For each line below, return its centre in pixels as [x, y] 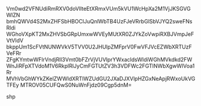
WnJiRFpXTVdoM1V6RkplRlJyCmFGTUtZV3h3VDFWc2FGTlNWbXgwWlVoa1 [100, 66]
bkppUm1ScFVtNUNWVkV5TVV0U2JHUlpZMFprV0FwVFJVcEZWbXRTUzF [99, 47]
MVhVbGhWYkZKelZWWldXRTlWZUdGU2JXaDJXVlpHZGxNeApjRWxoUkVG [101, 78]
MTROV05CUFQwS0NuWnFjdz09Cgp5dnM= [76, 85]
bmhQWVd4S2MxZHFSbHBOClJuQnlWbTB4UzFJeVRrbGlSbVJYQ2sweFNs [99, 21]
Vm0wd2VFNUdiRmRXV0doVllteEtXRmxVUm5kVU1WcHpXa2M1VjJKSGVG [98, 9]
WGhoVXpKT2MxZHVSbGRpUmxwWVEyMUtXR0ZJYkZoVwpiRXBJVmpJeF [100, 34]
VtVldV [15, 40]
